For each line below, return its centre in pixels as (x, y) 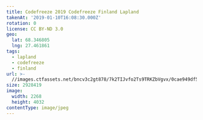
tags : (13, 52)
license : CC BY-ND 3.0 (35, 29)
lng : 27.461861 (31, 46)
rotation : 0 (21, 23)
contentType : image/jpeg (37, 108)
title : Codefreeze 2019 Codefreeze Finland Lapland (72, 12)
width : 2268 (27, 96)
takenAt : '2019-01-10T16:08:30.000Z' (54, 18)
